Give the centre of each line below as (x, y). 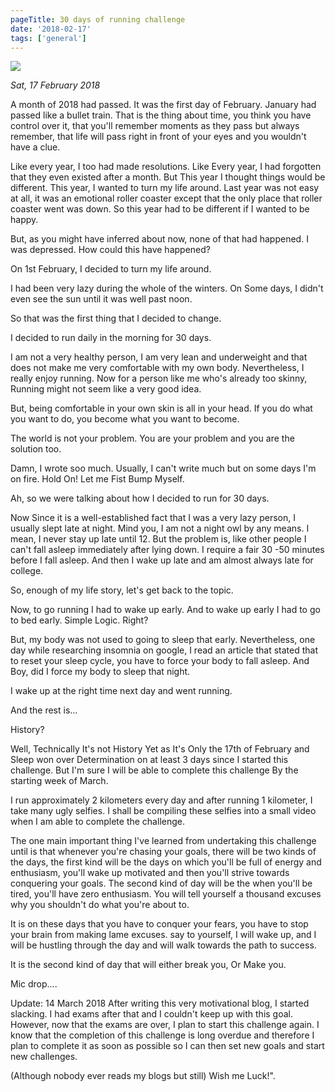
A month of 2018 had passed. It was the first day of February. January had (163, 105)
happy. (24, 220)
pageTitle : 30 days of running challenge (98, 19)
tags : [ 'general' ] (48, 38)
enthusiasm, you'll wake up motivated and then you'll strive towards (150, 873)
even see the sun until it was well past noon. (101, 299)
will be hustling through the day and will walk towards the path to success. (163, 945)
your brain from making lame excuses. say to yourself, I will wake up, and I (163, 935)
